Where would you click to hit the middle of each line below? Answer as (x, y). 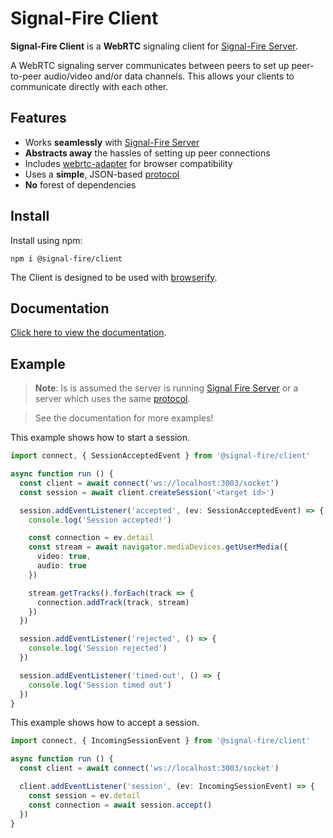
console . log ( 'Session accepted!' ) (100, 520)
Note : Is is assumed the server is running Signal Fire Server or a (166, 388)
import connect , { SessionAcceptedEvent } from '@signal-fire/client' (160, 456)
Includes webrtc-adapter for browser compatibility (128, 163)
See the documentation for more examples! (124, 418)
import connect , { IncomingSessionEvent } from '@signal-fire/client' (160, 741)
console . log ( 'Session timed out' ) (100, 685)
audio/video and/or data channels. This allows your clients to (169, 76)
